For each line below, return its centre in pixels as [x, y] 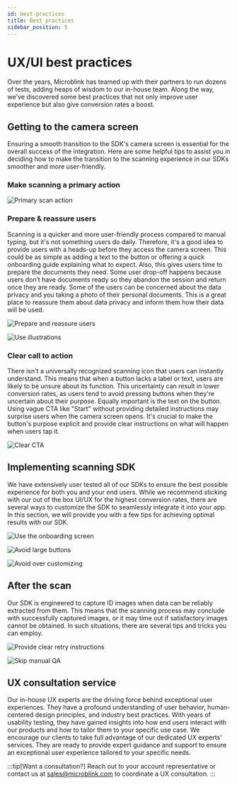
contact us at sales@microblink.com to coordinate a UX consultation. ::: [111, 774]
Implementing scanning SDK [71, 467]
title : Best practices [41, 21]
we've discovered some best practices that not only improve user [103, 97]
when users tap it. [34, 432]
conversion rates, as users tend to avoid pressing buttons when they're [111, 394]
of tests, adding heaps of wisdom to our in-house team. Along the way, [111, 89]
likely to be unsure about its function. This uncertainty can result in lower [114, 386]
